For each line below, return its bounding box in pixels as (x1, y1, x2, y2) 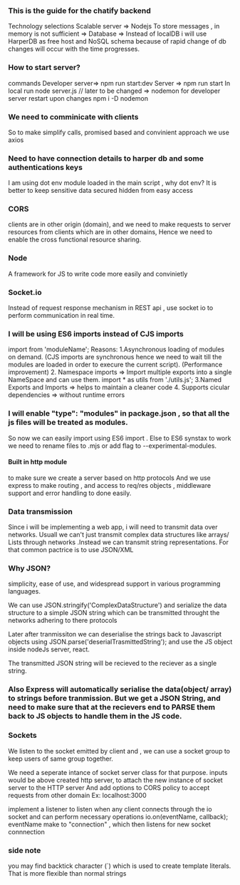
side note (8, 845, 41, 855)
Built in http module (8, 458, 68, 466)
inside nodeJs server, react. (8, 645, 90, 654)
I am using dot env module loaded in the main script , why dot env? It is (8, 179, 216, 187)
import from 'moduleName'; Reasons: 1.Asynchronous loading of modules (8, 345, 225, 354)
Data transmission (8, 506, 73, 516)
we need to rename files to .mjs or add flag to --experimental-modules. (8, 441, 216, 450)
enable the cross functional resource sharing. (8, 235, 142, 244)
